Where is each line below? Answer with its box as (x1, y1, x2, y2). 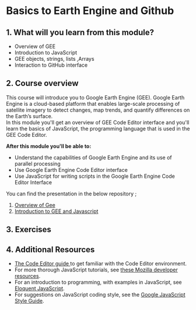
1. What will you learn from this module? (6, 27, 155, 37)
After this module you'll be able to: (6, 142, 92, 150)
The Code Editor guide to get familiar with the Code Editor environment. (14, 260, 187, 267)
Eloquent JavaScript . (14, 285, 65, 292)
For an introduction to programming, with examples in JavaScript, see (14, 279, 182, 286)
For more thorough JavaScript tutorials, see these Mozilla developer (14, 266, 178, 273)
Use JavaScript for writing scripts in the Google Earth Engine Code (14, 173, 175, 180)
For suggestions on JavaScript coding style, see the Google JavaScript (14, 291, 185, 298)
